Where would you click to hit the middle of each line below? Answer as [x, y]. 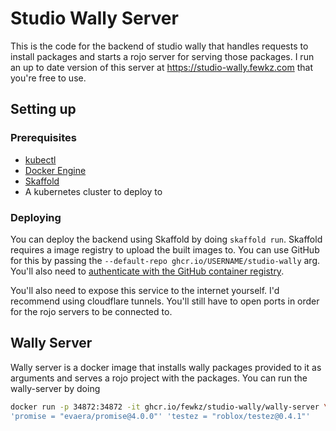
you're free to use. [48, 78]
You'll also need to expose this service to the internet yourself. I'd [145, 290]
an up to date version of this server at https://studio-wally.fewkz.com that [162, 67]
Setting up [43, 109]
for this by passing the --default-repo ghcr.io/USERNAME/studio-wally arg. [165, 260]
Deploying [36, 217]
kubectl [40, 159]
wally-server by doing [55, 388]
